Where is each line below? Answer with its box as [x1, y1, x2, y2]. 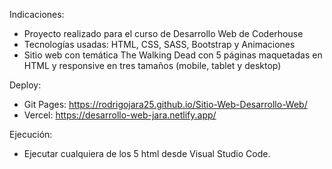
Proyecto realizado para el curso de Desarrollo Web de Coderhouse [23, 28, 304, 39]
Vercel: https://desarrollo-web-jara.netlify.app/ [23, 109, 217, 121]
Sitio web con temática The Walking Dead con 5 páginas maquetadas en [23, 49, 323, 61]
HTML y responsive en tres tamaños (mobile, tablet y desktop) [23, 60, 282, 71]
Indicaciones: [9, 9, 65, 20]
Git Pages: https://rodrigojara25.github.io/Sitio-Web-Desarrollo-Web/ [23, 99, 308, 110]
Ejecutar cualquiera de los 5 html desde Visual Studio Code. [23, 148, 271, 159]
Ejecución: [9, 129, 53, 140]
